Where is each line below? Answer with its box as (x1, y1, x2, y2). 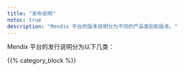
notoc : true (7, 17, 41, 23)
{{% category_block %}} (7, 57, 76, 65)
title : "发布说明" (7, 10, 57, 17)
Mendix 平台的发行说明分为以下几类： (7, 43, 115, 51)
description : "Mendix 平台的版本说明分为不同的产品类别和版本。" (7, 23, 178, 30)
